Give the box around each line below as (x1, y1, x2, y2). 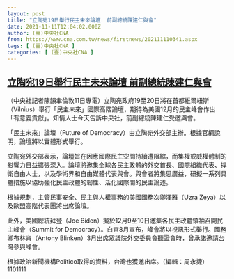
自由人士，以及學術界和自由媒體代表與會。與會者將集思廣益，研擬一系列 (13, 169, 221, 177)
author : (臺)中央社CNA (7, 29, 69, 37)
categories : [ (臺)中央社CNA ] (7, 49, 94, 56)
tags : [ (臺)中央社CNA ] (7, 42, 75, 49)
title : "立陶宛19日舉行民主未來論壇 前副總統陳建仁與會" (7, 17, 157, 24)
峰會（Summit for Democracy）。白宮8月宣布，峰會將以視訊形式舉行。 (13, 225, 214, 233)
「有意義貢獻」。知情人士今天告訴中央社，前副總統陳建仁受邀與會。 (7, 113, 200, 122)
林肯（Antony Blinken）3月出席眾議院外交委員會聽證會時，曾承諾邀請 (19, 234, 219, 242)
